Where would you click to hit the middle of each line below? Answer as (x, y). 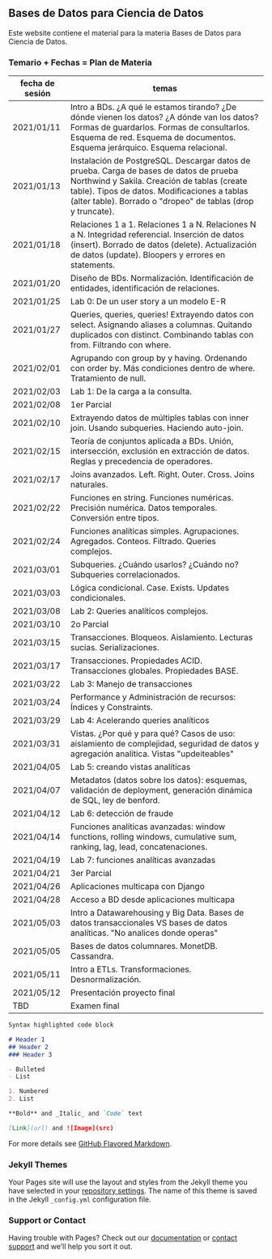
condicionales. (98, 598)
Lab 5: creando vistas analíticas (130, 767)
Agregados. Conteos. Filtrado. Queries (143, 542)
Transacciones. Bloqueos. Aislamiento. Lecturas (161, 637)
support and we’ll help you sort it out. (70, 1247)
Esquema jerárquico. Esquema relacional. (149, 147)
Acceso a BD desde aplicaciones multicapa (152, 900)
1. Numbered (28, 1091)
